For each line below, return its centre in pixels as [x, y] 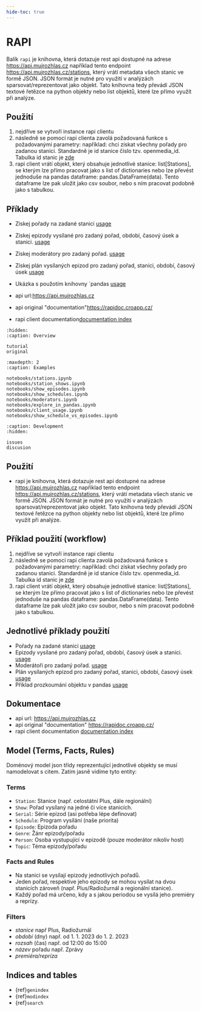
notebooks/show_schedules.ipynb [47, 395]
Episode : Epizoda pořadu [46, 827]
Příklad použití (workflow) [56, 539]
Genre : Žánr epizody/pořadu [50, 833]
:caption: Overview [31, 336]
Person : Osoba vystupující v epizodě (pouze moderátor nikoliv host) [99, 840]
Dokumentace [33, 704]
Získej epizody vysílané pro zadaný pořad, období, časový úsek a [97, 236]
